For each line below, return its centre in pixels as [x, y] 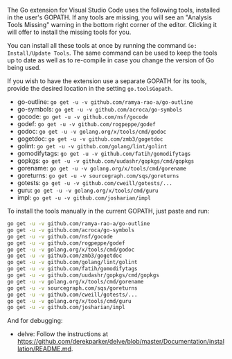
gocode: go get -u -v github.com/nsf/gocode [83, 116]
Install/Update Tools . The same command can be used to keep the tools [112, 53]
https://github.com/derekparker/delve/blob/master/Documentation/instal [121, 342]
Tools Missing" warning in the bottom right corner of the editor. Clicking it [112, 25]
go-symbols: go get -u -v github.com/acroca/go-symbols [99, 109]
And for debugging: [35, 321]
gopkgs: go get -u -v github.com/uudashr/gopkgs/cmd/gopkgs [106, 161]
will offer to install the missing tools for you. [69, 32]
